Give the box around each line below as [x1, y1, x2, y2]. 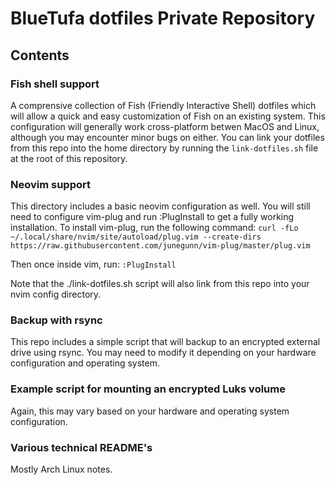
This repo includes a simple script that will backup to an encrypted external [10, 336, 321, 348]
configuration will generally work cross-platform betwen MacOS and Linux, [10, 120, 320, 132]
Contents [10, 47, 70, 64]
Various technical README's [10, 440, 153, 454]
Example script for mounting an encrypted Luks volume [10, 382, 286, 396]
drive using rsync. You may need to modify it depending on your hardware [10, 347, 317, 359]
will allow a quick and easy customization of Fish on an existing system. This [10, 110, 326, 122]
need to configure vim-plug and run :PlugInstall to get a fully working [10, 211, 295, 223]
